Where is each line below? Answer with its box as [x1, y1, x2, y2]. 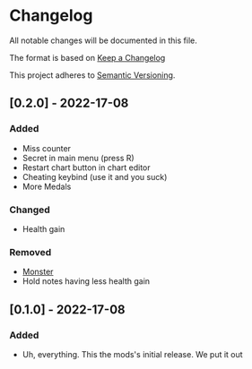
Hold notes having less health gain [22, 276, 151, 287]
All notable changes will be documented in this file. [9, 35, 197, 46]
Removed [9, 245, 52, 258]
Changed [9, 203, 51, 216]
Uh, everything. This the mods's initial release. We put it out [22, 348, 244, 359]
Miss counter [22, 142, 72, 153]
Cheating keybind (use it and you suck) [22, 171, 168, 182]
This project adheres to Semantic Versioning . [9, 69, 176, 81]
